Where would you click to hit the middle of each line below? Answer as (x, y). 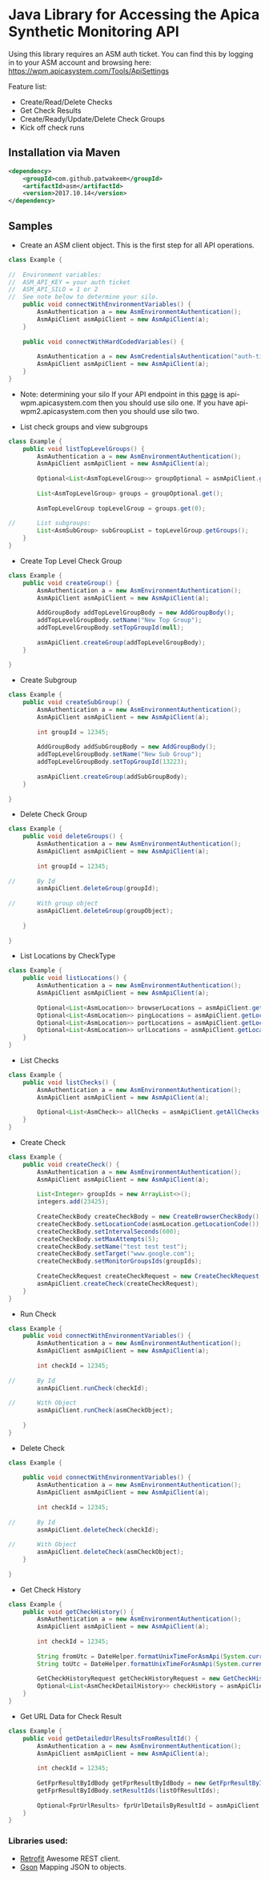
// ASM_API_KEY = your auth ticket (69, 282)
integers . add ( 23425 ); (73, 1202)
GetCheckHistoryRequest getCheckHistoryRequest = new (128, 1679)
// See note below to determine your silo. (84, 297)
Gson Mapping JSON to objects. (73, 1866)
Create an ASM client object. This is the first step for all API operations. (137, 245)
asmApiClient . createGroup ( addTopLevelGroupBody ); (121, 642)
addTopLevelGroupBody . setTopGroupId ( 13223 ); (112, 762)
